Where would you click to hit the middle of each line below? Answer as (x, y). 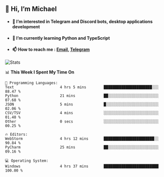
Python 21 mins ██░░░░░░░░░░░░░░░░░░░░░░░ (82, 96)
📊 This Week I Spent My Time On (40, 72)
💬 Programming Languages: (31, 83)
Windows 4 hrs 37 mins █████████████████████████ (82, 166)
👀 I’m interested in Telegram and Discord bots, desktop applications (82, 21)
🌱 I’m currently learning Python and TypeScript (61, 38)
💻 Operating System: (27, 161)
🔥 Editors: (16, 134)
